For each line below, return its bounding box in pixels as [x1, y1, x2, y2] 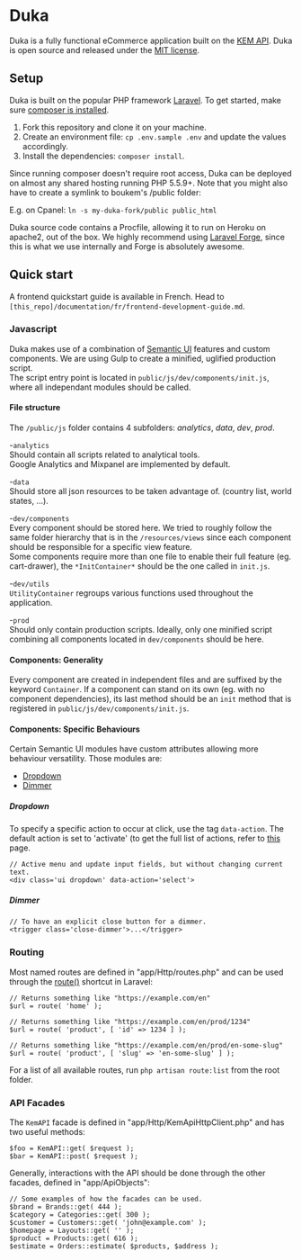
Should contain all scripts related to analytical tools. [9, 449, 200, 460]
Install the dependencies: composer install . [22, 150, 185, 161]
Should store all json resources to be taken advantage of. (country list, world [9, 486, 292, 497]
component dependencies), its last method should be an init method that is [9, 694, 292, 705]
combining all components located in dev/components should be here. [9, 634, 265, 644]
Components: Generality [9, 654, 103, 665]
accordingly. [22, 140, 69, 151]
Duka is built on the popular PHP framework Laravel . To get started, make [9, 94, 281, 105]
